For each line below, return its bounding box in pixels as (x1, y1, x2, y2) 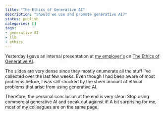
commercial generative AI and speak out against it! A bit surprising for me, (5, 99, 157, 105)
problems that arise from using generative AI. (5, 84, 98, 90)
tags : (5, 26, 16, 31)
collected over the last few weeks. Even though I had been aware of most (5, 73, 155, 79)
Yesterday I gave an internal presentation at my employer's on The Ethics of (5, 53, 160, 59)
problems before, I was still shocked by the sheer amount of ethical (5, 78, 143, 84)
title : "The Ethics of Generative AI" (5, 7, 85, 12)
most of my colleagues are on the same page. (5, 104, 99, 110)
